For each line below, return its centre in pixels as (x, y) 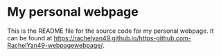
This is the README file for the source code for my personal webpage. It (110, 31)
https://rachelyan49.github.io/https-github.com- (123, 38)
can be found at (30, 38)
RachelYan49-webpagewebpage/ (55, 45)
